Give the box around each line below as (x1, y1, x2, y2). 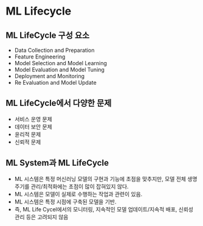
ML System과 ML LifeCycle (5, 158, 109, 168)
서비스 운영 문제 (14, 115, 52, 122)
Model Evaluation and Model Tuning (14, 66, 105, 73)
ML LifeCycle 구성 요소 (5, 30, 90, 40)
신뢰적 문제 (14, 138, 41, 146)
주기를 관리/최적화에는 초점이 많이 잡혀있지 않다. (14, 183, 129, 190)
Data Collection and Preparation (14, 47, 95, 54)
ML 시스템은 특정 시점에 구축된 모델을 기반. (14, 198, 117, 205)
